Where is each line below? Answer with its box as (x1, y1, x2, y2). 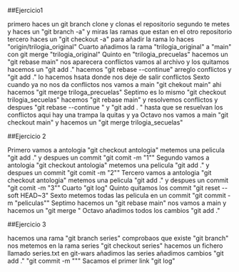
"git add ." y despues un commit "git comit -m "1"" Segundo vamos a (7, 153, 210, 162)
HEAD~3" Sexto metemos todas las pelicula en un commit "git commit (20, 192, 226, 199)
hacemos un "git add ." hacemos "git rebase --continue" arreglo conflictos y (7, 66, 232, 73)
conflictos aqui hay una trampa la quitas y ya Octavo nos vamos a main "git (7, 110, 229, 119)
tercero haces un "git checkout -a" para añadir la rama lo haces (7, 35, 195, 43)
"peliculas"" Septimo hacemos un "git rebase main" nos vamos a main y (14, 199, 227, 207)
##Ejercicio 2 (7, 132, 46, 140)
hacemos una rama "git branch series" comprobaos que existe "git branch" (7, 234, 229, 242)
